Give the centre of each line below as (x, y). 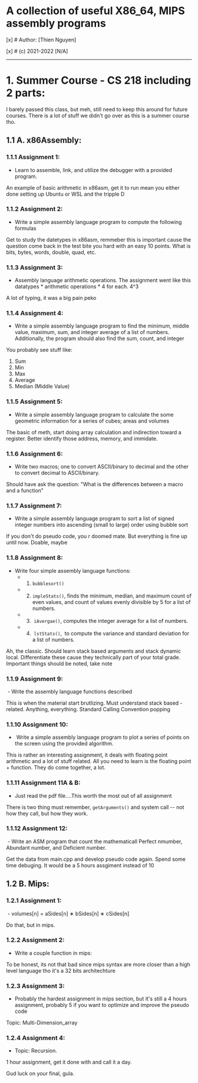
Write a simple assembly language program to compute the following (98, 222)
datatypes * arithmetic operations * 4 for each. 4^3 (77, 286)
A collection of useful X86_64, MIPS (96, 11)
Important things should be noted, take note (60, 663)
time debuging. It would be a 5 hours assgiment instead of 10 (80, 865)
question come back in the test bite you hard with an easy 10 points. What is (98, 246)
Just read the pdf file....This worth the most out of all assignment (93, 795)
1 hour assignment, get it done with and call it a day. (69, 1062)
